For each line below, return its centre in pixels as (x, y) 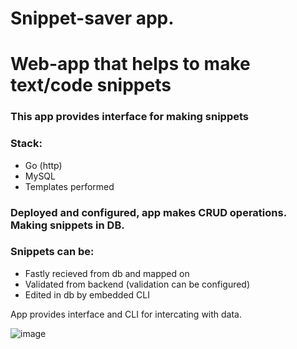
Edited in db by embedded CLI (87, 294)
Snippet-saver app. (92, 18)
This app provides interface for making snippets (129, 117)
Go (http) (43, 165)
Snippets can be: (52, 252)
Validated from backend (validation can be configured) (137, 284)
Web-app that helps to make (130, 64)
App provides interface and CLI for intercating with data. (126, 314)
